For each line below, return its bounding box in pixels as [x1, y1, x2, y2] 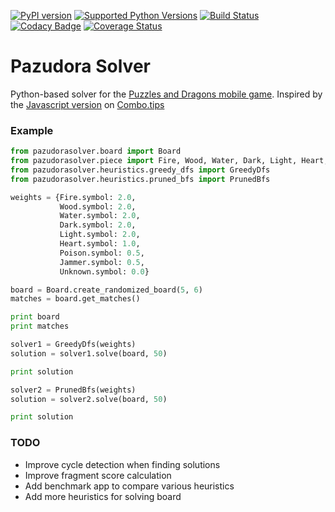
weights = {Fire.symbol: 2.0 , [10, 192, 137, 202]
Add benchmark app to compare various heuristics [24, 480, 235, 492]
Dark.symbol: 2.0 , [59, 220, 137, 230]
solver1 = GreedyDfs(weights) [10, 340, 137, 350]
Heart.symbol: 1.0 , [59, 239, 141, 249]
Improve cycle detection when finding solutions [24, 458, 221, 470]
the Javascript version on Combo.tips [10, 98, 165, 110]
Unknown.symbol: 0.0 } [59, 266, 150, 277]
